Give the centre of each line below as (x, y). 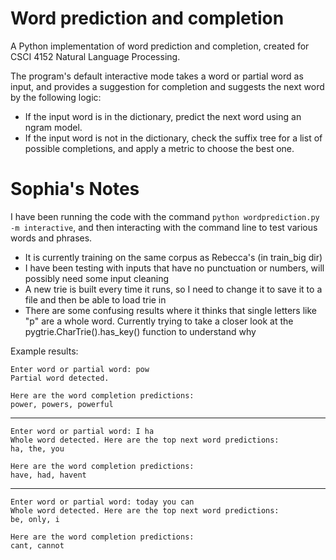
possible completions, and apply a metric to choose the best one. (159, 148)
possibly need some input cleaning (97, 278)
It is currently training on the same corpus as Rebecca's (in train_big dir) (173, 257)
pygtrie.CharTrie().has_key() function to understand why (140, 331)
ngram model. (53, 127)
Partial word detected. (60, 378)
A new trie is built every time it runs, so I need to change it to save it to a (173, 289)
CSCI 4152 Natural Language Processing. (95, 56)
